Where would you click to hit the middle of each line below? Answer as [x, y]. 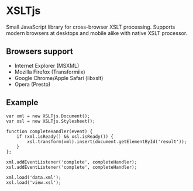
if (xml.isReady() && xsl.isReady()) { [65, 136]
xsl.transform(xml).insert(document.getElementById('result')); [107, 141]
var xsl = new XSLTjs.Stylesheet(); [51, 121]
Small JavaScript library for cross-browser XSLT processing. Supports [91, 27]
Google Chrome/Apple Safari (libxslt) [59, 78]
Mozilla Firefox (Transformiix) [50, 72]
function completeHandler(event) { [49, 131]
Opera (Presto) [32, 84]
